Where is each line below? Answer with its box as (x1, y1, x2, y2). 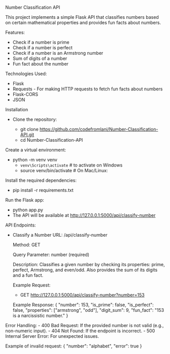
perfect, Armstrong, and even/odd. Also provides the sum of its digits (12, 267, 158, 273)
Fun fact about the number (12, 61, 69, 67)
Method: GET (12, 242, 41, 248)
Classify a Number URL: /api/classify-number (12, 232, 108, 238)
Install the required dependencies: (5, 177, 77, 183)
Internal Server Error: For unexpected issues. (5, 333, 99, 339)
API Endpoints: (5, 222, 37, 228)
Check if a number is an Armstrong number (12, 50, 104, 56)
